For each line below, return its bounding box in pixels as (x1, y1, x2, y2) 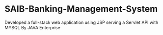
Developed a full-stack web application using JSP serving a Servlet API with (4, 19, 159, 25)
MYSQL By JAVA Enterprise (4, 24, 61, 30)
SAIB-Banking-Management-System (4, 3, 158, 15)
